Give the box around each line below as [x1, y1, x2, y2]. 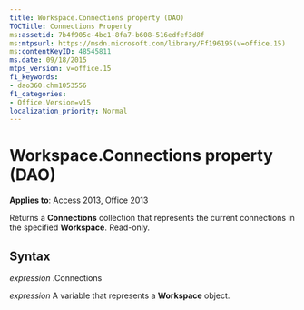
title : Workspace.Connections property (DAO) [9, 13, 184, 23]
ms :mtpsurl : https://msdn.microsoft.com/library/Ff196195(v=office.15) [9, 38, 286, 48]
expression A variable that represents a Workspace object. [9, 290, 230, 301]
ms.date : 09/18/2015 [9, 55, 88, 65]
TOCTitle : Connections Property [9, 22, 132, 31]
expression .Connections [9, 273, 103, 283]
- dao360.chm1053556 [9, 81, 88, 90]
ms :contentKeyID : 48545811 [9, 47, 112, 56]
